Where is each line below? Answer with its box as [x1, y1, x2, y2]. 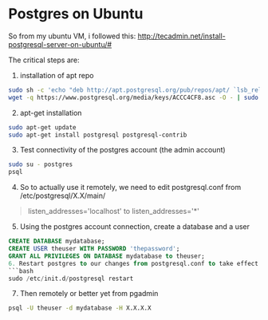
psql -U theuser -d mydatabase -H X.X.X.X [8, 304, 152, 312]
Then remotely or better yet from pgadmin [19, 289, 159, 298]
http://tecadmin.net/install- [137, 31, 226, 41]
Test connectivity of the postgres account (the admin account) [19, 145, 226, 155]
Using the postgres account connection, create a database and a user [19, 222, 250, 231]
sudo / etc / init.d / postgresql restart [8, 275, 134, 282]
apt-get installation [19, 108, 82, 117]
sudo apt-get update [8, 123, 77, 132]
